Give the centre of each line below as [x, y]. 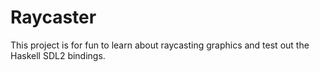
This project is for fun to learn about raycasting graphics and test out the [160, 45]
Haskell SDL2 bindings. [58, 55]
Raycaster [53, 17]
